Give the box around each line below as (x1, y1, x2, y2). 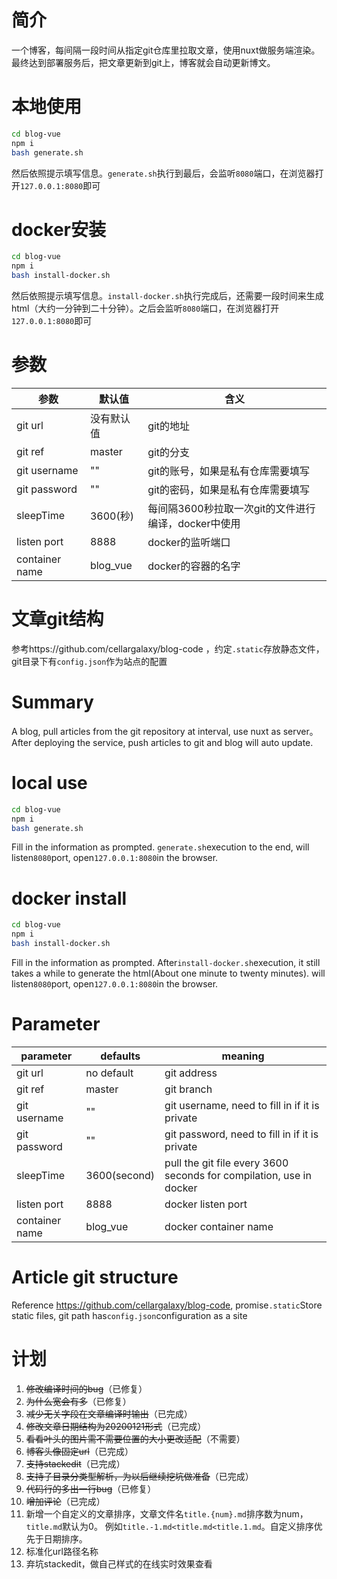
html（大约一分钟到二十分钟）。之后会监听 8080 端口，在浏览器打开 (11, 302, 280, 315)
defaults (100, 1049, 141, 1063)
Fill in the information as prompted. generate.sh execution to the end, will (11, 841, 310, 853)
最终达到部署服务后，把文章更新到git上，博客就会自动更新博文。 (11, 56, 276, 68)
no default (85, 1066, 134, 1080)
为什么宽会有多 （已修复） (25, 1395, 132, 1407)
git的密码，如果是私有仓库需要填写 (147, 483, 311, 496)
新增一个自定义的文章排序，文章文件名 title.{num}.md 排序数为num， (25, 1507, 309, 1520)
